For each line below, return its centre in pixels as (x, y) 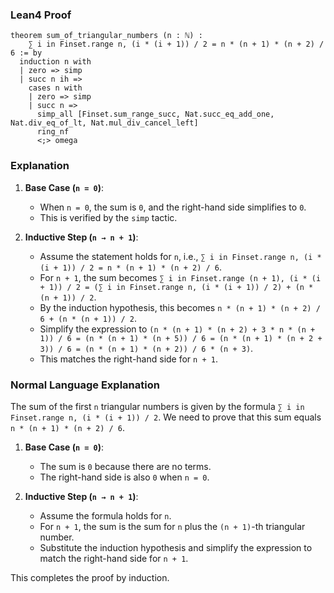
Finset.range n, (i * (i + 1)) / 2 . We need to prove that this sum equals (166, 417)
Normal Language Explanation (85, 385)
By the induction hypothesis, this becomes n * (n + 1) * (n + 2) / (180, 307)
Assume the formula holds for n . (105, 515)
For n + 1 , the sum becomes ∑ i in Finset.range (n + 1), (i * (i (180, 277)
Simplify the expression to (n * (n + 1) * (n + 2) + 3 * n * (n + (177, 329)
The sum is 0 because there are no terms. (125, 466)
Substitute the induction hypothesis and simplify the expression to (176, 547)
